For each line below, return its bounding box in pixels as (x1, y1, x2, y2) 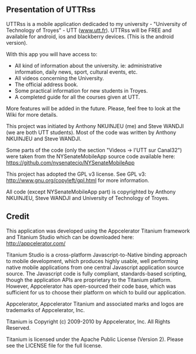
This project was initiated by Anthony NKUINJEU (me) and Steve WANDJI (6, 122, 184, 129)
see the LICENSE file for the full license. (6, 342, 103, 349)
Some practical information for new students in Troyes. (14, 87, 148, 94)
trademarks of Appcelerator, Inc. (6, 306, 85, 313)
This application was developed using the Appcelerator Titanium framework (6, 227, 190, 234)
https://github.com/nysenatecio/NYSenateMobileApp (6, 159, 135, 166)
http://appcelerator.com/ (6, 240, 66, 247)
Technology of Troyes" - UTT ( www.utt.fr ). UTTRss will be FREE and (6, 27, 172, 34)
